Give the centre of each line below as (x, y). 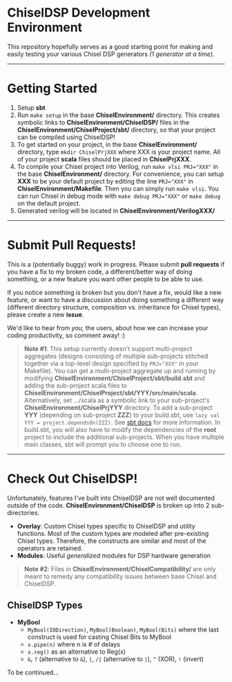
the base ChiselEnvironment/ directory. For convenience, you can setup (120, 174)
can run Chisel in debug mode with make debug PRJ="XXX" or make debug (119, 196)
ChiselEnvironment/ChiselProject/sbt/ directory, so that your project (116, 129)
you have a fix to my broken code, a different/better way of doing (100, 271)
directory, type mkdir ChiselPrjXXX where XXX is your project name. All (119, 152)
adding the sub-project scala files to (76, 385)
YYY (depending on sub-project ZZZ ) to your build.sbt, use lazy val (122, 415)
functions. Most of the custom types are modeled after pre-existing (113, 533)
